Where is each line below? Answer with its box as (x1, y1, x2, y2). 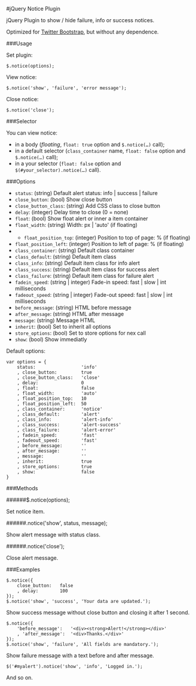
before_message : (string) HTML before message (14, 304, 131, 311)
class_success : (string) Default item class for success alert (14, 266, 160, 273)
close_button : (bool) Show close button (14, 196, 112, 203)
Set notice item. (6, 508, 45, 515)
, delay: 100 (17, 588, 68, 594)
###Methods (6, 485, 38, 491)
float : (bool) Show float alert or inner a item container (14, 215, 148, 222)
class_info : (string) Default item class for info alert (14, 260, 140, 266)
